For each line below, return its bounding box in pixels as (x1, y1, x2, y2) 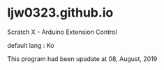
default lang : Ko (7, 41, 54, 49)
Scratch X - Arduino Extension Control (7, 28, 117, 36)
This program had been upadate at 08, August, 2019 (7, 54, 158, 63)
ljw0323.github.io (7, 5, 114, 21)
